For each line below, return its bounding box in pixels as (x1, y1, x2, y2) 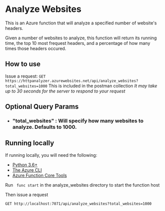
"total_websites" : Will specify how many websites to (12, 117, 144, 124)
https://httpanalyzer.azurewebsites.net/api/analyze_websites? (5, 78, 139, 83)
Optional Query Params (5, 103, 79, 111)
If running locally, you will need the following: (5, 152, 98, 158)
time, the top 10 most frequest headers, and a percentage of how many (5, 40, 151, 46)
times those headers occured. (5, 45, 66, 51)
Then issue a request (5, 192, 49, 198)
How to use (5, 60, 41, 68)
